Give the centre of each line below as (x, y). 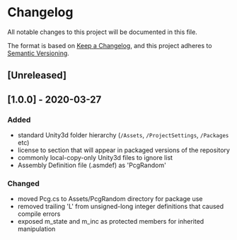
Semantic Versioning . (38, 53)
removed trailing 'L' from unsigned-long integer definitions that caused (121, 207)
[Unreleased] (37, 75)
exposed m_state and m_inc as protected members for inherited (111, 222)
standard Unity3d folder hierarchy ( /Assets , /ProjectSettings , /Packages (123, 135)
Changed (24, 183)
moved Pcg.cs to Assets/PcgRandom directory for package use (110, 199)
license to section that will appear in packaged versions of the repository (123, 150)
